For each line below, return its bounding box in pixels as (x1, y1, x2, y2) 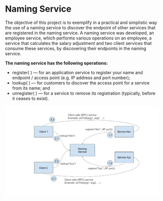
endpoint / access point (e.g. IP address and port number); (12, 75, 130, 80)
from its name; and (12, 85, 50, 91)
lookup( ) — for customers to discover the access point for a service (12, 80, 150, 86)
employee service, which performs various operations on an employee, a (5, 35, 152, 41)
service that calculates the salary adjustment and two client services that (5, 40, 152, 46)
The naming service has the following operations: (5, 60, 108, 66)
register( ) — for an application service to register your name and (12, 69, 143, 75)
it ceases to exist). (12, 95, 49, 101)
